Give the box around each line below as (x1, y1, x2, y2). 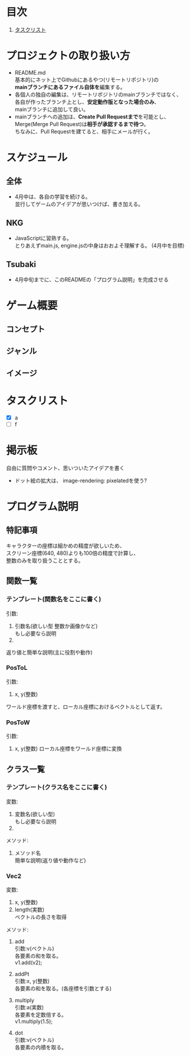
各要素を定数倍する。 (14, 1011, 67, 1019)
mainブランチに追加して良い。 (14, 105, 89, 113)
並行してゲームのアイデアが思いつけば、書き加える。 (14, 200, 143, 207)
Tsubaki (6, 259, 37, 269)
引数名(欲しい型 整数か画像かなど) (14, 622, 98, 630)
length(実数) (14, 906, 45, 913)
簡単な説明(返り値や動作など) (14, 856, 87, 864)
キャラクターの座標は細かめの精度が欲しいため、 (6, 542, 125, 549)
